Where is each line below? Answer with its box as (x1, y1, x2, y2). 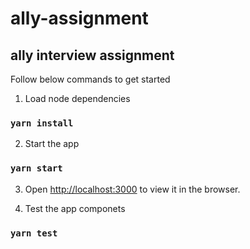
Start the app (24, 138, 80, 150)
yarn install (10, 117, 74, 129)
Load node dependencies (24, 93, 131, 104)
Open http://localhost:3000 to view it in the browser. (24, 183, 241, 195)
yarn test (10, 227, 58, 239)
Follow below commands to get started (10, 73, 171, 85)
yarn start (10, 163, 63, 174)
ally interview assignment (10, 47, 175, 64)
